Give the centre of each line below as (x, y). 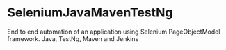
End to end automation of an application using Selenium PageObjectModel (114, 32)
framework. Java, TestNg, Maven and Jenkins (73, 38)
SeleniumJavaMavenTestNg (90, 13)
